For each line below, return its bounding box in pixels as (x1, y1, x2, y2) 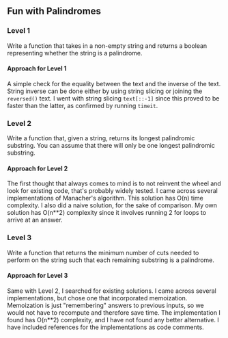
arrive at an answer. (7, 216, 63, 224)
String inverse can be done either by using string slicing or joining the (7, 87, 203, 95)
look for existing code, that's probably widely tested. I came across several (7, 187, 218, 195)
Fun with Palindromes (7, 5, 101, 17)
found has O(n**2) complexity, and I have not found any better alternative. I (7, 315, 220, 324)
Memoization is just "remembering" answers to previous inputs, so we (7, 301, 205, 309)
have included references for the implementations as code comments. (7, 323, 205, 331)
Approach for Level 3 (7, 272, 68, 280)
